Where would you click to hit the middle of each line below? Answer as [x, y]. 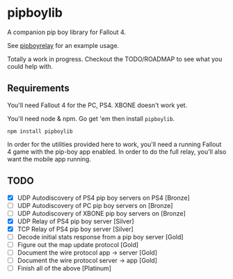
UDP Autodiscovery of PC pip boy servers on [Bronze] [95, 205]
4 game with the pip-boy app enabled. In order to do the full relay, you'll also [117, 152]
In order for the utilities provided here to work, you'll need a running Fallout [114, 144]
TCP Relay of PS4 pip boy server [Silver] [75, 229]
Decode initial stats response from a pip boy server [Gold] [100, 237]
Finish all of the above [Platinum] [64, 269]
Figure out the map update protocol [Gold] [78, 244]
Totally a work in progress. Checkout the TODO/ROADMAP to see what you [115, 59]
